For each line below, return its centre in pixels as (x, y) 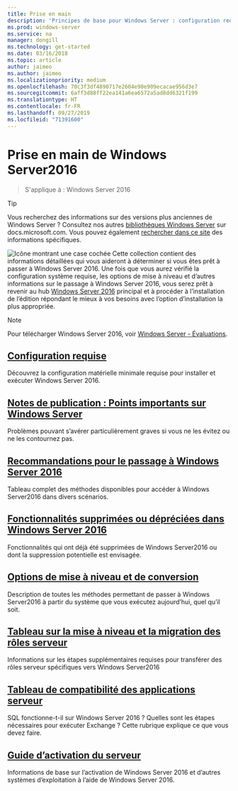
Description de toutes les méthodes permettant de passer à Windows (109, 594)
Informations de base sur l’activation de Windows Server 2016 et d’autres (114, 773)
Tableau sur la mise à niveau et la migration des (114, 632)
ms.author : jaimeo (34, 73)
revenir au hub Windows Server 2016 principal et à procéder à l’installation (116, 291)
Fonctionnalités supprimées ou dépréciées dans (116, 519)
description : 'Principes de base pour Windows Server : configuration (114, 21)
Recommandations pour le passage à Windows (113, 461)
